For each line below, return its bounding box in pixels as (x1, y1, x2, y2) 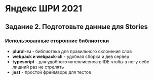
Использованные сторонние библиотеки (5, 37, 109, 44)
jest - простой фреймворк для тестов (12, 69, 91, 75)
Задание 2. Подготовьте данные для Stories (5, 23, 148, 31)
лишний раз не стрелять (12, 64, 64, 70)
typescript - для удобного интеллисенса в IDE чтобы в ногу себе (12, 58, 150, 64)
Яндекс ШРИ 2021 (5, 3, 82, 14)
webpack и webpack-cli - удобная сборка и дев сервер (12, 53, 130, 59)
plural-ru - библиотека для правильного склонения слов (12, 48, 132, 54)
